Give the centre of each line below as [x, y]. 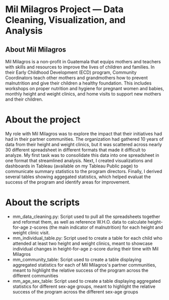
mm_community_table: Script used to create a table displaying [77, 260]
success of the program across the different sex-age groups [75, 291]
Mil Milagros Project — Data [64, 9]
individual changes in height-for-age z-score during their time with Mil [86, 248]
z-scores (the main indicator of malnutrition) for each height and [96, 227]
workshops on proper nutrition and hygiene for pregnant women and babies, [85, 89]
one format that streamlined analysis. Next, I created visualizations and [79, 160]
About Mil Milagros [36, 49]
